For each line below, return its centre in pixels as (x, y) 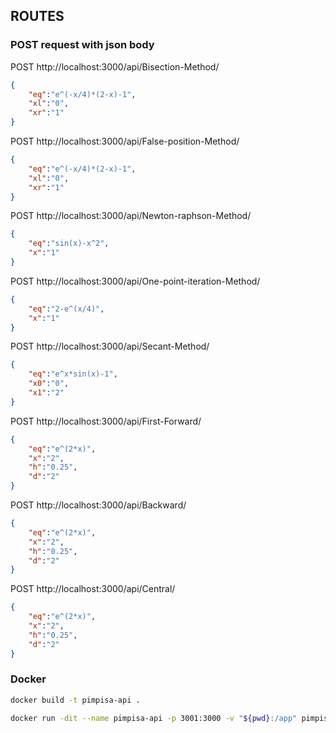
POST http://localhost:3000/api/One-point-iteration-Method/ (135, 281)
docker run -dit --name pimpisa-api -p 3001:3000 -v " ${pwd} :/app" (154, 718)
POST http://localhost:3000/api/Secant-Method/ (110, 346)
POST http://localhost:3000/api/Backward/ (98, 505)
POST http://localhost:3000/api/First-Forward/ (106, 421)
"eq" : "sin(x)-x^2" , (69, 244)
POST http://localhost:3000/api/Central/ (93, 589)
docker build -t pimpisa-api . (75, 700)
